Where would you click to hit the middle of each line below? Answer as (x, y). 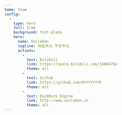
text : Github (40, 78)
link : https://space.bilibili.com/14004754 (72, 64)
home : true (16, 10)
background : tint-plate (38, 32)
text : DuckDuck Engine (50, 96)
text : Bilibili (42, 60)
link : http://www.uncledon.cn (58, 101)
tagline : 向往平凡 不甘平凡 (43, 46)
